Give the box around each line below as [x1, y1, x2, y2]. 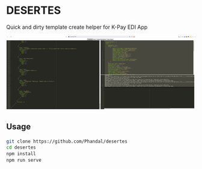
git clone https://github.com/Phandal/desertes [6, 138, 128, 144]
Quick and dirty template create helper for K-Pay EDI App [6, 23, 148, 31]
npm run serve [6, 157, 42, 164]
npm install [6, 151, 36, 157]
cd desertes [6, 144, 36, 150]
